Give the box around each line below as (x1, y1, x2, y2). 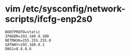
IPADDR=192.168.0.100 (5, 34, 49, 39)
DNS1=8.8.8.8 (5, 46, 32, 51)
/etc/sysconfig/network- (22, 3, 126, 14)
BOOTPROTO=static (5, 29, 41, 34)
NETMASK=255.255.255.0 (5, 38, 51, 43)
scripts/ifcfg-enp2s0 (5, 14, 93, 25)
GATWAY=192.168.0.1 (5, 42, 45, 47)
